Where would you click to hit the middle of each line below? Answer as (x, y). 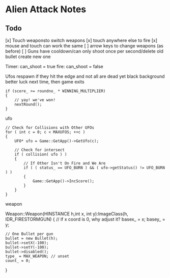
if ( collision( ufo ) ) (41, 154)
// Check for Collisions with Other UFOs (50, 128)
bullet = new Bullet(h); (32, 238)
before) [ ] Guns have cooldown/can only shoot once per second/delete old (84, 51)
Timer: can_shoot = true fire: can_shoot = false (54, 66)
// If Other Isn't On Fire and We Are (65, 163)
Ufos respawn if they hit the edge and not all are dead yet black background (85, 76)
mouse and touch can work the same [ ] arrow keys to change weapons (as (84, 46)
